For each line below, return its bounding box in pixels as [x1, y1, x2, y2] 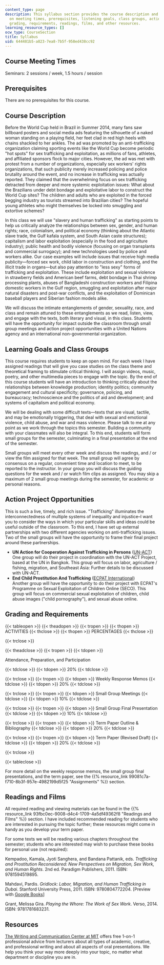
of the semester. [5, 440, 38, 446]
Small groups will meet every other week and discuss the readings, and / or [5, 450, 157, 456]
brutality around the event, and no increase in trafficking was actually [5, 171, 144, 177]
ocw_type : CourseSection [5, 30, 56, 35]
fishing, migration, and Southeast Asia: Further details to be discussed [12, 564, 154, 571]
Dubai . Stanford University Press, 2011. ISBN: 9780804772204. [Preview [5, 886, 151, 892]
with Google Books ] [5, 892, 45, 897]
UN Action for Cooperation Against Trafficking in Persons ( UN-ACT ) [12, 549, 152, 555]
